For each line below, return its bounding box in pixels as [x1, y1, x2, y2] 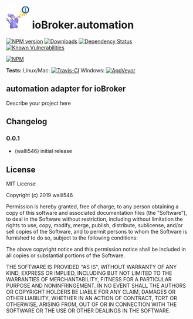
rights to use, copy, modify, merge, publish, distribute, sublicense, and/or [6, 222, 183, 229]
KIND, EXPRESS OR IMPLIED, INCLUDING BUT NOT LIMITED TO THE [6, 270, 172, 277]
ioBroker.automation [32, 18, 134, 32]
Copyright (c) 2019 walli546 [6, 192, 73, 199]
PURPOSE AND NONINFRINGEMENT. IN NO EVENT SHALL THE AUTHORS [6, 282, 187, 290]
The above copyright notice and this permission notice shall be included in [6, 246, 186, 253]
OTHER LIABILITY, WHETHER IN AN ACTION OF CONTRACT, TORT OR [6, 295, 177, 302]
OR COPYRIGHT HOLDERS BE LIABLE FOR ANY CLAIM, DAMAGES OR [6, 288, 176, 295]
